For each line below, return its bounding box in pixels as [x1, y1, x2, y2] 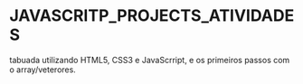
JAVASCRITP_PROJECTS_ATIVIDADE [9, 5, 295, 26]
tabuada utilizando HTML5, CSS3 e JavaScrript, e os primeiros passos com [9, 54, 290, 65]
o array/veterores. [9, 64, 77, 75]
